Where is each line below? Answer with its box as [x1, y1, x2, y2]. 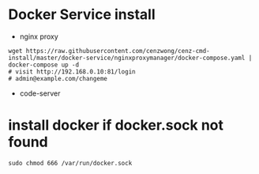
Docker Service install [8, 6, 156, 24]
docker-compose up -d [8, 61, 80, 69]
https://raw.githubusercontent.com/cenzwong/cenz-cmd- [25, 47, 211, 55]
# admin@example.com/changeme [8, 74, 108, 82]
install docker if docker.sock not [8, 116, 223, 134]
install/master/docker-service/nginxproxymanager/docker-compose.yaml [8, 54, 246, 62]
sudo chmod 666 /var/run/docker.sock [8, 159, 133, 167]
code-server [19, 89, 61, 98]
